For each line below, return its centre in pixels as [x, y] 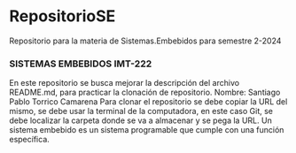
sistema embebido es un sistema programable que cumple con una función [147, 130]
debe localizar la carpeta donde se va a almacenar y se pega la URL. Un [140, 120]
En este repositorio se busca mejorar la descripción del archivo [125, 83]
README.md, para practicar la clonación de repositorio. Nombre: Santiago [145, 92]
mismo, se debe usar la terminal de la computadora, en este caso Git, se [141, 111]
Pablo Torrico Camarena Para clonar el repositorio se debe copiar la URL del [148, 102]
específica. [30, 140]
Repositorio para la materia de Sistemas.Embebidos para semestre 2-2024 [145, 41]
